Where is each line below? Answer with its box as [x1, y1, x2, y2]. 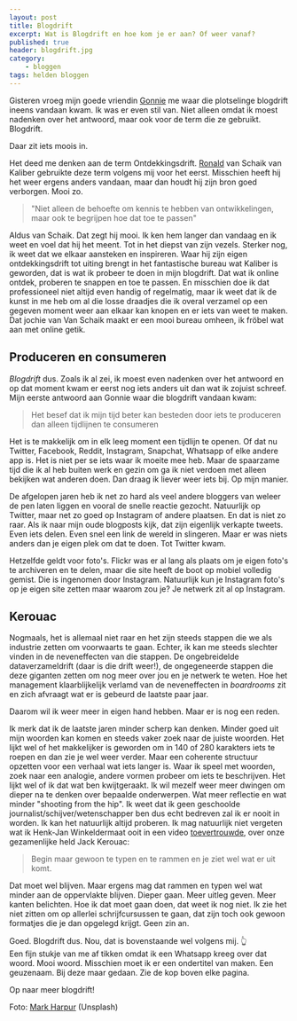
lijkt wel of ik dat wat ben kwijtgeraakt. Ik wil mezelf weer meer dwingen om [9, 780, 285, 790]
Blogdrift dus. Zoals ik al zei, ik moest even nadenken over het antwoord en [9, 373, 285, 384]
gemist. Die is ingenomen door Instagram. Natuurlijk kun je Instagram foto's [9, 574, 285, 585]
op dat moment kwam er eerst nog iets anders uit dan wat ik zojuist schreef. [9, 382, 286, 393]
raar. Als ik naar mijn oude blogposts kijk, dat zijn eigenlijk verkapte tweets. [9, 519, 284, 530]
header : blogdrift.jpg [9, 46, 93, 55]
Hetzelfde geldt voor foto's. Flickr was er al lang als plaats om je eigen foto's [9, 555, 289, 566]
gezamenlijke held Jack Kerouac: [9, 836, 130, 847]
